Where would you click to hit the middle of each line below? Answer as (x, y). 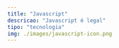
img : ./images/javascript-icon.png (60, 34)
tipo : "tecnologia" (36, 27)
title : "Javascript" (38, 14)
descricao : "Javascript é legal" (57, 20)
